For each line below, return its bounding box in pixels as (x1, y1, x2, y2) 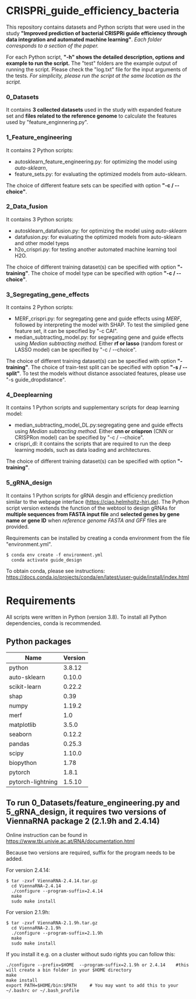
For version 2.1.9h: (6, 909, 50, 916)
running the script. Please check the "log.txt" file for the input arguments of (6, 66, 188, 73)
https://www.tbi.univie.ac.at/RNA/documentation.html (6, 838, 135, 845)
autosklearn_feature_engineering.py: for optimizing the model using (14, 158, 177, 165)
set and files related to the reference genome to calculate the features (6, 112, 177, 119)
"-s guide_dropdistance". (6, 376, 66, 383)
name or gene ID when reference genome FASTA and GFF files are (6, 517, 167, 524)
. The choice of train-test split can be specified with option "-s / (28, 364, 182, 371)
